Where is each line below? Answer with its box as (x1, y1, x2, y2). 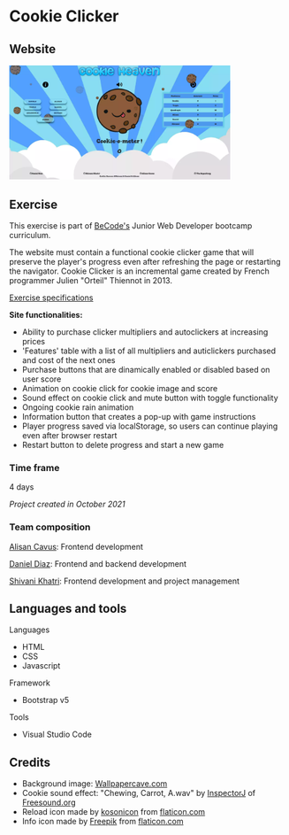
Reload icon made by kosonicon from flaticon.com (21, 807, 206, 817)
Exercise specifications (9, 292, 94, 303)
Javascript (21, 661, 61, 671)
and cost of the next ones (21, 355, 116, 366)
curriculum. (9, 230, 51, 241)
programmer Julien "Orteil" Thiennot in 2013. (9, 275, 172, 286)
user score (21, 374, 62, 384)
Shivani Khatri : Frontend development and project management (9, 576, 240, 586)
